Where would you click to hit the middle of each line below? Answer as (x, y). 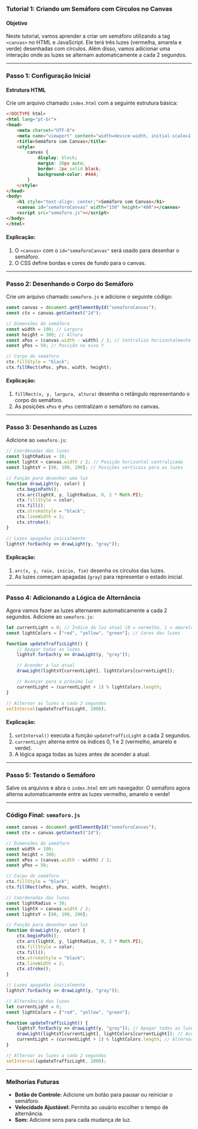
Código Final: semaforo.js (43, 815)
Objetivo (17, 23)
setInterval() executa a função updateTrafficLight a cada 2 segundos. (103, 735)
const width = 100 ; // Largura (44, 329)
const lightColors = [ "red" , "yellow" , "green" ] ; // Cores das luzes (93, 633)
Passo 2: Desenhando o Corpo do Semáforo (70, 284)
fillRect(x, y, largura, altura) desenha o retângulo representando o (102, 394)
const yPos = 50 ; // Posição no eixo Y (55, 346)
